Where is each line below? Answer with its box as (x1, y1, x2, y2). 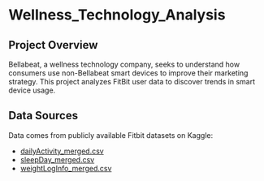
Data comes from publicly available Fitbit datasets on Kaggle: (8, 130, 214, 140)
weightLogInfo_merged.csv (19, 163, 112, 173)
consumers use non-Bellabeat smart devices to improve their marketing (8, 68, 249, 78)
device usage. (8, 85, 56, 95)
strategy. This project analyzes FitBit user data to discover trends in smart (8, 77, 256, 86)
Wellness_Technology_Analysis (8, 6, 226, 24)
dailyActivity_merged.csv (19, 146, 104, 156)
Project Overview (8, 38, 98, 52)
